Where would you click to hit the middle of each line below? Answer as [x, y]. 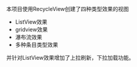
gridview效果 [31, 30]
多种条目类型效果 [37, 45]
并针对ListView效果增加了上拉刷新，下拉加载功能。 [70, 58]
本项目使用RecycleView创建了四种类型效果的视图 [68, 9]
